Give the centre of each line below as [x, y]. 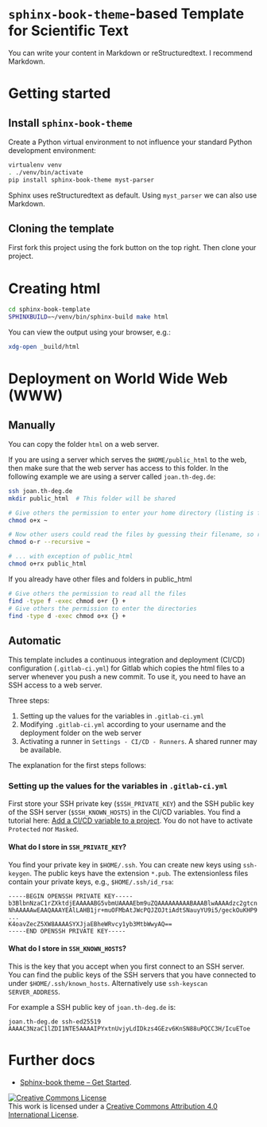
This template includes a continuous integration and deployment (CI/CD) [127, 660]
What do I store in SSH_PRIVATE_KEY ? [68, 847]
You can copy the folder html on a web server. [84, 444]
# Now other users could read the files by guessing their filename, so [131, 534]
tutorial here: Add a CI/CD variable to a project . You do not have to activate [130, 820]
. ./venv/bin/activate [46, 172]
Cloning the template [61, 228]
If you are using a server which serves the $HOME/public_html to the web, [128, 460]
